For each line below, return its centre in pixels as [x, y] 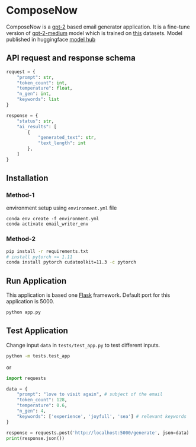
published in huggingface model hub [51, 39]
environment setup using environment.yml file [62, 208]
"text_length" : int [62, 143]
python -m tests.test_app [38, 356]
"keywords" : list [38, 99]
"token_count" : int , [42, 83]
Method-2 [21, 239]
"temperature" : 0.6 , [42, 405]
